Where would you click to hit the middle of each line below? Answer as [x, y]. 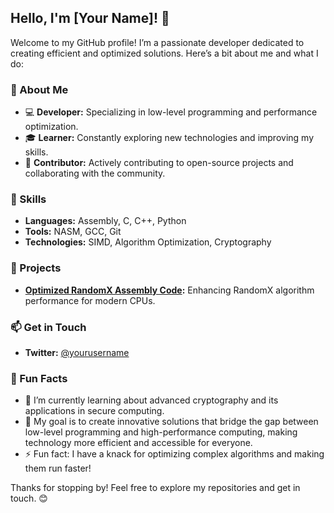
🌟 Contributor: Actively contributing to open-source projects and [159, 163]
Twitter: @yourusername [77, 352]
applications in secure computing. [94, 411]
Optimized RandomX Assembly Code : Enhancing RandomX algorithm [169, 290]
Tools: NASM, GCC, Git [73, 232]
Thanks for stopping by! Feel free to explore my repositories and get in [155, 488]
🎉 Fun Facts [39, 378]
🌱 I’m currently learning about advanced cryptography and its [151, 400]
